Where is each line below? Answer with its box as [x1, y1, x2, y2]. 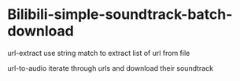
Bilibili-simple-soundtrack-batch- [7, 6, 233, 24]
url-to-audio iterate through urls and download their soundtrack [7, 63, 214, 72]
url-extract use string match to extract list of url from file [7, 48, 190, 57]
